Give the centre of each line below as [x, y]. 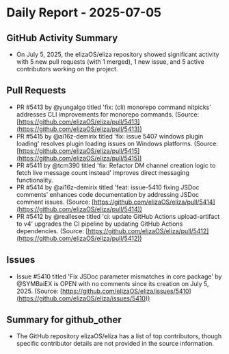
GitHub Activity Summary [62, 38]
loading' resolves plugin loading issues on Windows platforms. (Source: [117, 143]
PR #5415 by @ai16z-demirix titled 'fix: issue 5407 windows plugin [110, 136]
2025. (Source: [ [39, 291]
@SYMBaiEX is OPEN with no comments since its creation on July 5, [112, 283]
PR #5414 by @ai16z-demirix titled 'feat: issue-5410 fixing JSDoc [108, 187]
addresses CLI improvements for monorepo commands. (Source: [108, 114]
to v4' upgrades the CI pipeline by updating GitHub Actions [99, 224]
